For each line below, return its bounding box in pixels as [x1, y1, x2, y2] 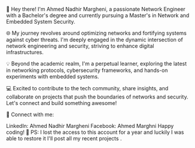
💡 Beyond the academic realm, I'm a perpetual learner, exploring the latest [6, 60, 187, 67]
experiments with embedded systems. [6, 73, 99, 80]
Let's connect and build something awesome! [6, 100, 117, 106]
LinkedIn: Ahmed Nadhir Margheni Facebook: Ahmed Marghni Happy [6, 123, 174, 129]
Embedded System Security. [6, 18, 76, 25]
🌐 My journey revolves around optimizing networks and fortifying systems [6, 29, 187, 37]
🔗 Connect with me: [6, 111, 54, 118]
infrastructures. [6, 49, 44, 55]
